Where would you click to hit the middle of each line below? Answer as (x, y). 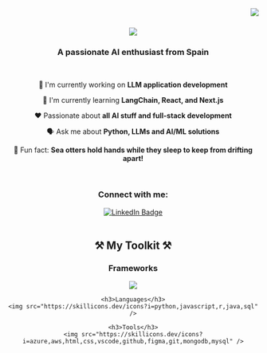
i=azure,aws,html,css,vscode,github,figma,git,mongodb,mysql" (128, 342)
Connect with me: (133, 194)
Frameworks (133, 269)
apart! (133, 159)
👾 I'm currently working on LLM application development (133, 85)
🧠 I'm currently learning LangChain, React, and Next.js (133, 100)
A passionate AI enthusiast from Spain (133, 53)
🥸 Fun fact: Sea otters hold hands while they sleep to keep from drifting (133, 150)
